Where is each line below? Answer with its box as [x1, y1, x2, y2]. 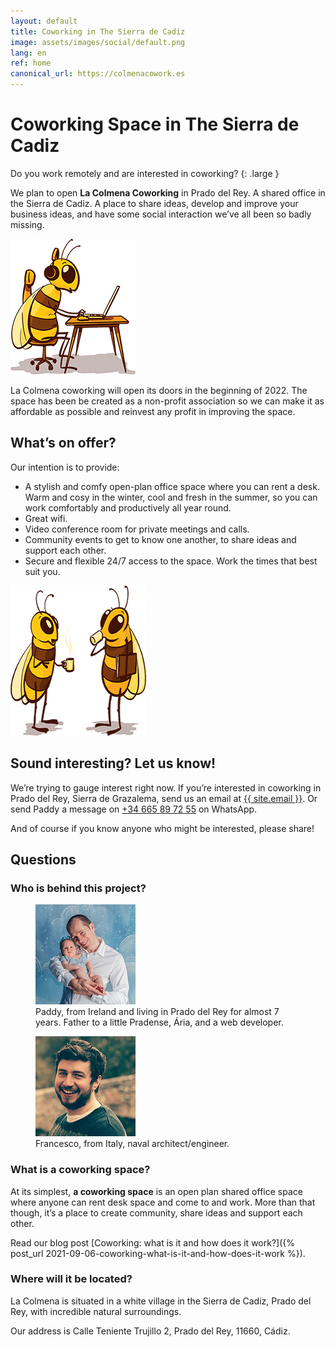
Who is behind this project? [10, 881, 147, 895]
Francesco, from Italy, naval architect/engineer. [35, 1138, 230, 1150]
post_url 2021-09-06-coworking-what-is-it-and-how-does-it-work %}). [10, 1247, 306, 1259]
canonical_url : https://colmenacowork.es [10, 69, 186, 79]
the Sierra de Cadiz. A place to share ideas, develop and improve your [10, 197, 299, 209]
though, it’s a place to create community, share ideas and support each [10, 1206, 303, 1219]
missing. [10, 218, 45, 230]
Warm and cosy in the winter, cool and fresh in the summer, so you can [24, 491, 318, 503]
